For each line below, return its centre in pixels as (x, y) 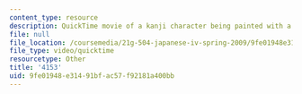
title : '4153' (36, 68)
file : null (30, 34)
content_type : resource (54, 17)
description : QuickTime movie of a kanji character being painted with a (151, 26)
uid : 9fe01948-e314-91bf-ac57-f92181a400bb (92, 76)
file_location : (38, 43)
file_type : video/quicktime (62, 51)
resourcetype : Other (48, 59)
